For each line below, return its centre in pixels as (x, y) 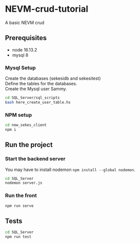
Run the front (21, 195)
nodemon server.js (24, 183)
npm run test (18, 237)
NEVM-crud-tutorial (47, 9)
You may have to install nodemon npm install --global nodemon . (70, 170)
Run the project (29, 145)
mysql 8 (20, 55)
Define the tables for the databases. (41, 84)
